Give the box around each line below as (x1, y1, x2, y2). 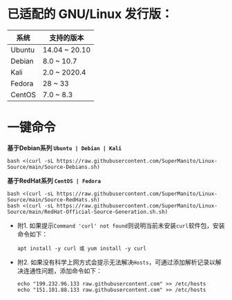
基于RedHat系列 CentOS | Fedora (7, 177, 101, 185)
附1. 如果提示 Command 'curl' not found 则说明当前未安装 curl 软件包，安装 (17, 221, 225, 230)
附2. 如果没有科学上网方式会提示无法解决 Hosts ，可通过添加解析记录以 (17, 258, 216, 266)
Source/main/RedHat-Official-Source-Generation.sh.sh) (7, 208, 168, 215)
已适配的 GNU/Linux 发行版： (7, 6, 173, 22)
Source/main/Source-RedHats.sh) (7, 196, 100, 203)
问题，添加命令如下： (41, 266, 102, 274)
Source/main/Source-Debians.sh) (7, 163, 100, 170)
